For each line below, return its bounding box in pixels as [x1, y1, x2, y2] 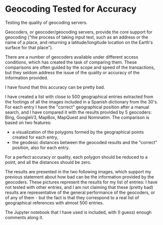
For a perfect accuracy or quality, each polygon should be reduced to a [5, 154, 148, 160]
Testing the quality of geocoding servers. [5, 20, 88, 25]
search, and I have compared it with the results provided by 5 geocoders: [5, 109, 152, 115]
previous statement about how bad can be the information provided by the [5, 174, 154, 180]
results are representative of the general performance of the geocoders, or [5, 189, 155, 195]
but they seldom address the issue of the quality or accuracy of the [5, 69, 140, 75]
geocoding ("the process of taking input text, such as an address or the [5, 34, 148, 40]
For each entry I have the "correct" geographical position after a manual [5, 104, 149, 110]
